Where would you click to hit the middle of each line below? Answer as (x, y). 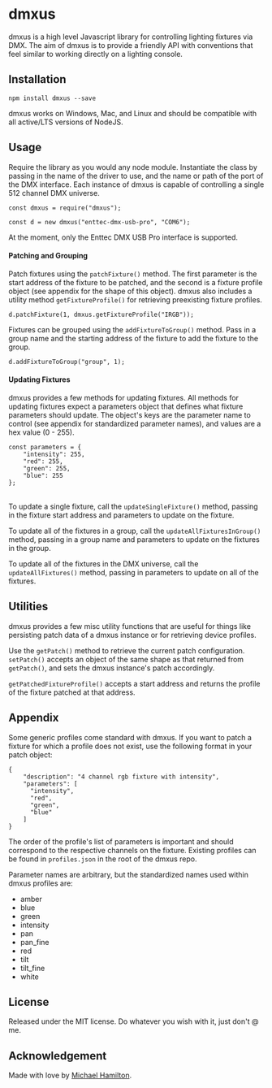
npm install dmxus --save (52, 98)
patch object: (30, 754)
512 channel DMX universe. (54, 193)
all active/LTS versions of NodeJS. (66, 122)
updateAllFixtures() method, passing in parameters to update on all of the (134, 572)
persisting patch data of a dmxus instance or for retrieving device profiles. (133, 635)
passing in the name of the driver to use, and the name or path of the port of (136, 176)
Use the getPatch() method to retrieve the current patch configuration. (127, 650)
